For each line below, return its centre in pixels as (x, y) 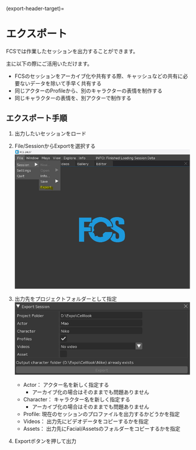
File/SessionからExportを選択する (55, 146)
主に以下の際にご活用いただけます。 (49, 63)
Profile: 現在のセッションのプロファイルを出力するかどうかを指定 (101, 414)
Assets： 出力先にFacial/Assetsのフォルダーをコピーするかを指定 (102, 428)
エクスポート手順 (37, 118)
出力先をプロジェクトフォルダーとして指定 (66, 299)
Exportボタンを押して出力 (45, 441)
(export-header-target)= (35, 8)
